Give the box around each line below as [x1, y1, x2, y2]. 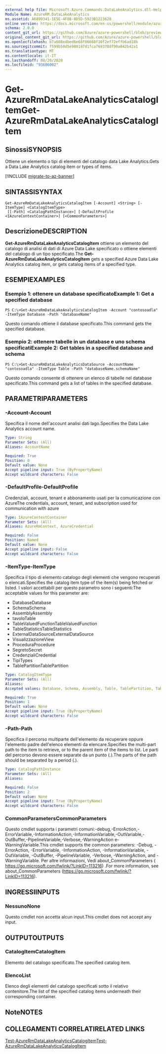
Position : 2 [5, 790, 30, 794]
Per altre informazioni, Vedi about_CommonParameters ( [41, 858, 156, 864]
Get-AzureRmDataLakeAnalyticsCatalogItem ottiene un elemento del [5, 240, 149, 246]
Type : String [5, 436, 32, 440]
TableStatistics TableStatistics [12, 626, 72, 632]
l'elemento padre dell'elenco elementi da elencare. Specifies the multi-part [5, 742, 156, 747]
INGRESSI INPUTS [5, 888, 60, 896]
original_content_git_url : [5, 35, 61, 40]
